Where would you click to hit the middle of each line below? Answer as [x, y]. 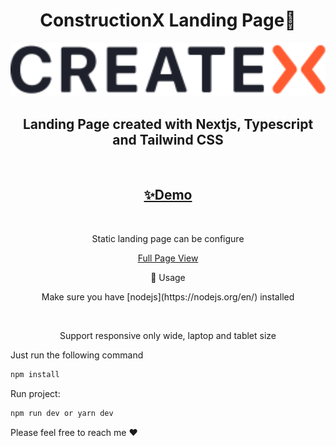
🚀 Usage [168, 277]
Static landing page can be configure [168, 238]
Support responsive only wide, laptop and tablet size [168, 335]
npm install [35, 374]
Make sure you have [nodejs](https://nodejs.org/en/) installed [168, 296]
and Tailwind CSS [168, 139]
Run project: [35, 393]
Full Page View [168, 258]
